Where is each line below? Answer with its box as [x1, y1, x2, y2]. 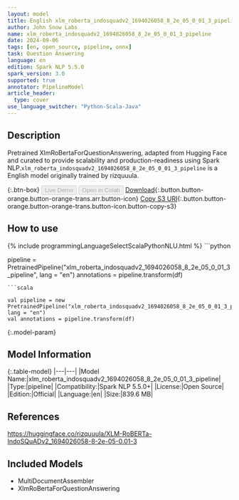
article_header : [7, 90, 55, 97]
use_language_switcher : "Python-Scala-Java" [7, 103, 142, 110]
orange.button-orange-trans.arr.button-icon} [7, 194, 139, 203]
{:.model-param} [7, 328, 57, 336]
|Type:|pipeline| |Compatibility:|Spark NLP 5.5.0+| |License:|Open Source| [7, 382, 224, 391]
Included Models [7, 457, 83, 470]
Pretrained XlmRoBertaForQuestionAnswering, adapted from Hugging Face [7, 148, 228, 157]
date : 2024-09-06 [7, 37, 59, 44]
